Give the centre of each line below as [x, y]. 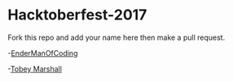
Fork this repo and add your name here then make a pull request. [116, 37]
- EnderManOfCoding [43, 53]
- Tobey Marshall [35, 69]
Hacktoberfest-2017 [77, 15]
